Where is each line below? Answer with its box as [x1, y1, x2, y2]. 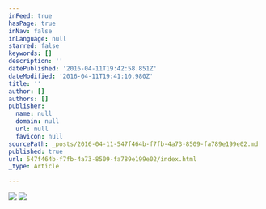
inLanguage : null [8, 34, 67, 43]
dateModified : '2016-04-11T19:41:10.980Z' [8, 72, 154, 80]
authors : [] [8, 95, 49, 103]
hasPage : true [8, 19, 57, 28]
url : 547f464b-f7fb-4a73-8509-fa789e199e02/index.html [8, 155, 197, 163]
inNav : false [8, 27, 53, 35]
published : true [8, 147, 63, 156]
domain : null [15, 117, 60, 126]
